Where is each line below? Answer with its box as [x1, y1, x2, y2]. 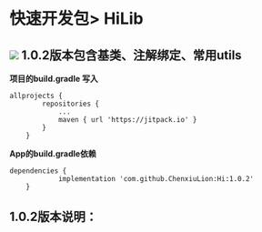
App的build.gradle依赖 [9, 148, 97, 159]
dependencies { [9, 166, 67, 176]
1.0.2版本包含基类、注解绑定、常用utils [21, 47, 243, 63]
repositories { [42, 99, 100, 108]
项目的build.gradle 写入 [9, 74, 98, 84]
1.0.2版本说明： [9, 209, 98, 225]
